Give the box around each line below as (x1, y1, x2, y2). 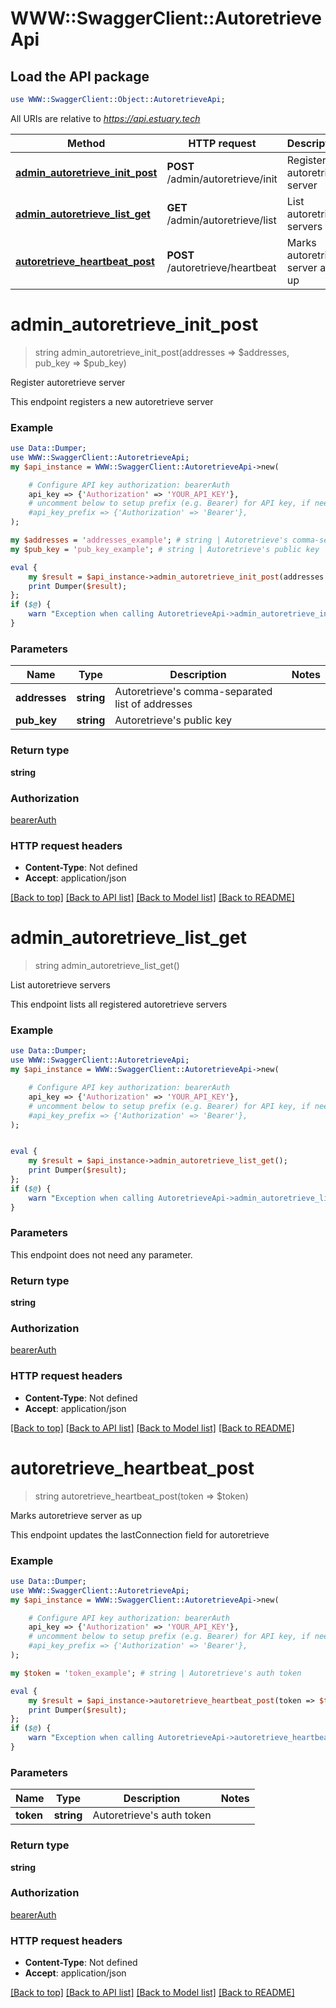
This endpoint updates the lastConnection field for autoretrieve (10, 1528, 270, 1541)
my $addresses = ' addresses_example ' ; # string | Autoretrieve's (10, 535, 288, 546)
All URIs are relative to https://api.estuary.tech (10, 112, 201, 124)
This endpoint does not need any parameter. (10, 1248, 193, 1261)
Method (67, 136, 106, 150)
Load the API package (10, 68, 150, 85)
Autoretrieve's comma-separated (114, 685, 273, 699)
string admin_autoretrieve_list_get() (34, 960, 180, 972)
